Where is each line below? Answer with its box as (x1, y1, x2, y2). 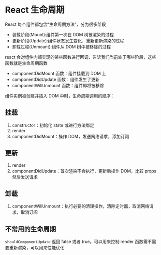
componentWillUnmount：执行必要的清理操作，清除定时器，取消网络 (12, 203, 150, 209)
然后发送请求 (12, 174, 38, 180)
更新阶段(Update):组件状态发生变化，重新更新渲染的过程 (12, 37, 125, 44)
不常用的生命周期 (5, 225, 56, 233)
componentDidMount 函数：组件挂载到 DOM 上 (12, 70, 106, 76)
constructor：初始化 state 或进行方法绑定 (12, 122, 94, 128)
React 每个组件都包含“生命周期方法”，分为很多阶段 (5, 21, 106, 27)
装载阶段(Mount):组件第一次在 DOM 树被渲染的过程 (12, 32, 114, 37)
